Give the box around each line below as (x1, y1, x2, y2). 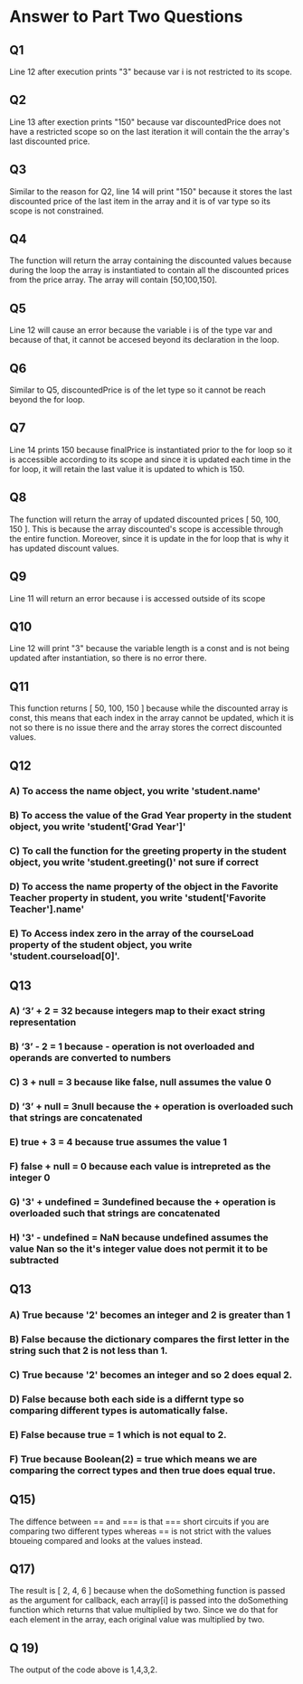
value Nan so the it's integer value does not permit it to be (9, 1242, 269, 1254)
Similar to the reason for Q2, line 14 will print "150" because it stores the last (9, 185, 292, 196)
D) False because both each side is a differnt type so (9, 1393, 244, 1405)
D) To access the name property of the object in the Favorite (9, 880, 279, 893)
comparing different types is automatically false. (9, 1404, 229, 1416)
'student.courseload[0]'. (9, 950, 120, 962)
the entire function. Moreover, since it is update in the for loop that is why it (9, 533, 289, 544)
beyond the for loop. (9, 394, 86, 405)
